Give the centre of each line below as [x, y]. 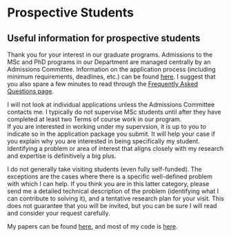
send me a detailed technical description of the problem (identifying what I [113, 191]
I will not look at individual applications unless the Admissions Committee [111, 104]
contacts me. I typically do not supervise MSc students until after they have [114, 112]
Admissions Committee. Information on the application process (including [111, 69]
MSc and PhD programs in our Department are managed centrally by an [109, 62]
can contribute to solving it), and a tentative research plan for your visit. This [115, 198]
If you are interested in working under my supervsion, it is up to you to [107, 126]
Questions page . [30, 91]
